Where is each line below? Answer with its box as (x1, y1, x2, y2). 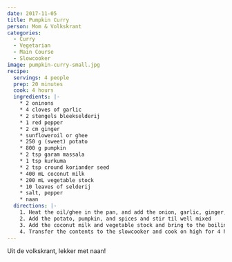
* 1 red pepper (19, 119, 64, 126)
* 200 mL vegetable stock (19, 177, 95, 183)
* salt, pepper (19, 190, 64, 196)
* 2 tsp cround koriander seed (19, 163, 110, 171)
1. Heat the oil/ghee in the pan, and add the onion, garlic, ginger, (19, 209, 227, 216)
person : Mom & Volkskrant (7, 23, 81, 30)
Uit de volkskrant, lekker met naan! (7, 247, 106, 255)
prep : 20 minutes (13, 81, 64, 88)
